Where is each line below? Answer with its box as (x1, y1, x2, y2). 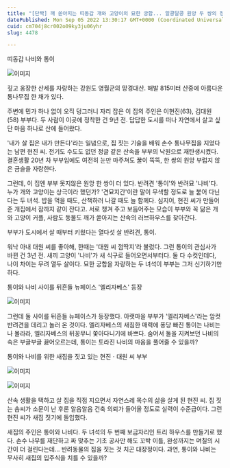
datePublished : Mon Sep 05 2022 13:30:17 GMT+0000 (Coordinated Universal (7, 16, 225, 23)
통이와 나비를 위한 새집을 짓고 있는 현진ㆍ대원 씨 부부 (7, 353, 148, 361)
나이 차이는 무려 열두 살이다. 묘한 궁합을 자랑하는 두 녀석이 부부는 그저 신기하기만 (7, 260, 222, 268)
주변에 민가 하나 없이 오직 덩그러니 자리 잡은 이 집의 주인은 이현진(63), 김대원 (7, 107, 212, 115)
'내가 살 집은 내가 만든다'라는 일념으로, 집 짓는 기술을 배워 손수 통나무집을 (7, 139, 203, 148)
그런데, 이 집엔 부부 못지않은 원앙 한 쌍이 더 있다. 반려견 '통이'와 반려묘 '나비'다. (7, 179, 218, 187)
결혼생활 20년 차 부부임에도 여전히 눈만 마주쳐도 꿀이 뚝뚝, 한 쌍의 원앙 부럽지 (7, 156, 214, 165)
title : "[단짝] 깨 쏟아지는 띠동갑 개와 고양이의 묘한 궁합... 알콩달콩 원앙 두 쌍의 (7, 10, 217, 17)
